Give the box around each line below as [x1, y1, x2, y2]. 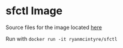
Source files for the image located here [5, 24, 103, 31]
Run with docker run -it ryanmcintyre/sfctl [5, 35, 118, 42]
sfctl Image [5, 4, 63, 18]
